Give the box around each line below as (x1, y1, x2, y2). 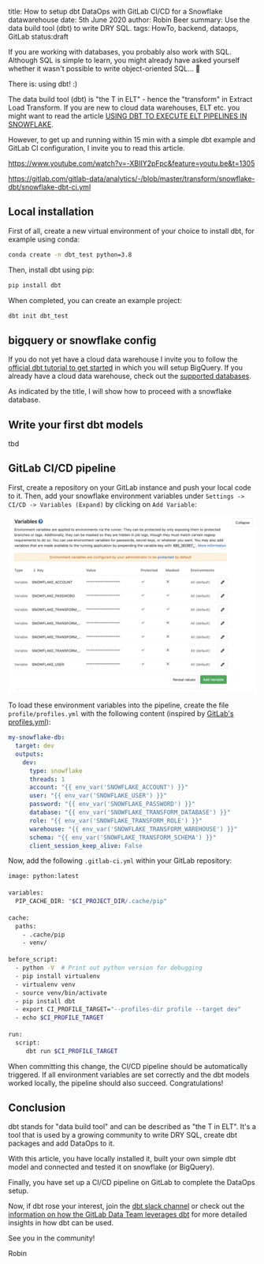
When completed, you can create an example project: (8, 295, 183, 305)
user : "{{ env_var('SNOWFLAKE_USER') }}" (28, 792, 168, 800)
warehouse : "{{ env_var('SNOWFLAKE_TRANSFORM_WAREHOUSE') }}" (28, 825, 238, 833)
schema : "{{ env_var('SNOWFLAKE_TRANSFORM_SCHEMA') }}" (28, 833, 217, 842)
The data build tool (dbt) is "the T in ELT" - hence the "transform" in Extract (8, 95, 253, 103)
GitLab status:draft (8, 32, 69, 41)
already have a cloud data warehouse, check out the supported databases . (8, 371, 252, 381)
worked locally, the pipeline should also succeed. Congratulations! (8, 1078, 224, 1088)
